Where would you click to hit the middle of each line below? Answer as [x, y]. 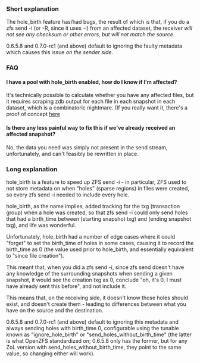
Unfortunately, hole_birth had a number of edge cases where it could [91, 236]
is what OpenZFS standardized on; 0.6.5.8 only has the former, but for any [97, 340]
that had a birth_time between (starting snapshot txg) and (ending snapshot [99, 218]
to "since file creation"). [35, 255]
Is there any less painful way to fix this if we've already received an [91, 128]
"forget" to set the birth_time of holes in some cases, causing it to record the [100, 243]
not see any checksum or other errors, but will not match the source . [90, 35]
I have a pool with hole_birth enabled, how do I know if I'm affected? [92, 82]
